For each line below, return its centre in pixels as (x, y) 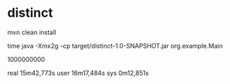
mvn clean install (32, 32)
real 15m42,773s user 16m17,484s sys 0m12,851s (78, 73)
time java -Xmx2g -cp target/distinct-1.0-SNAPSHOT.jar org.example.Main (115, 45)
